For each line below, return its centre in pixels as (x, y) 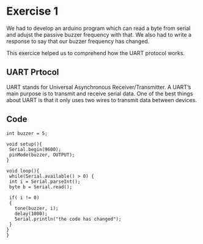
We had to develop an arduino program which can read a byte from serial (98, 28)
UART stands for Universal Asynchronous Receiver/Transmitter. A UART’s (99, 87)
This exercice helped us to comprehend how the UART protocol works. (96, 53)
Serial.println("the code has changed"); (68, 219)
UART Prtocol (33, 72)
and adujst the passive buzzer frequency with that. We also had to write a (99, 34)
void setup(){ (24, 144)
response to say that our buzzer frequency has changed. (78, 41)
